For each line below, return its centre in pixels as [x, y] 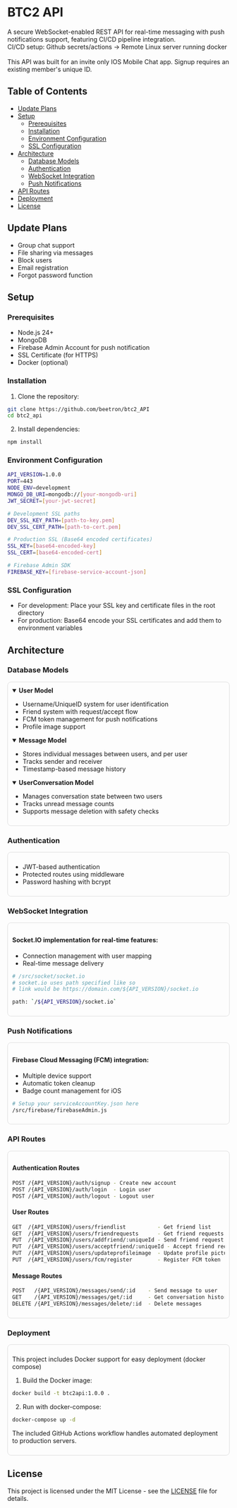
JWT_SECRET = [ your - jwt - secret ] [52, 501]
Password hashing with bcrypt [67, 882]
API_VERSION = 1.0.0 [34, 475]
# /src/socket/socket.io [49, 976]
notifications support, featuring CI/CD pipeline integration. [92, 39]
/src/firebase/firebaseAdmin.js [60, 1110]
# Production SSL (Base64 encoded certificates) [80, 540]
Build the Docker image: [57, 1380]
